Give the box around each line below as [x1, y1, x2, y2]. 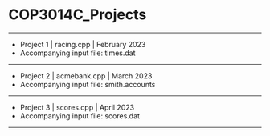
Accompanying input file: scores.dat [19, 110, 141, 121]
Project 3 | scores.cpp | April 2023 [19, 102, 135, 112]
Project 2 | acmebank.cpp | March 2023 [19, 70, 153, 81]
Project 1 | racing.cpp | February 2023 [19, 39, 146, 49]
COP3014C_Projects [8, 6, 147, 24]
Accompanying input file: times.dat [19, 48, 136, 58]
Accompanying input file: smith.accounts [19, 79, 156, 89]
